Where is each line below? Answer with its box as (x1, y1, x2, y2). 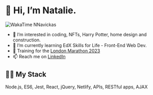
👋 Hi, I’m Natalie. (5, 5, 76, 16)
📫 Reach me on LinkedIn (12, 53, 66, 59)
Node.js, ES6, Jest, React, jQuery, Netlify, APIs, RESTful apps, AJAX (5, 84, 148, 90)
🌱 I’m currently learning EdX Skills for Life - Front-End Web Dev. (12, 42, 147, 48)
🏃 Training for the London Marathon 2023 (12, 47, 100, 54)
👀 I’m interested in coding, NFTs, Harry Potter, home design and (12, 31, 147, 37)
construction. (12, 37, 41, 43)
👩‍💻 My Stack (5, 70, 47, 79)
